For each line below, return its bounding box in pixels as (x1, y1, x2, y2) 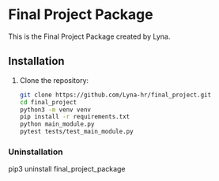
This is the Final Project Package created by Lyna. (8, 32, 171, 41)
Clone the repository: (19, 75, 89, 85)
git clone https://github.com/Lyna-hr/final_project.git (19, 91, 212, 99)
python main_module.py (19, 120, 95, 128)
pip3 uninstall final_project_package (8, 164, 126, 174)
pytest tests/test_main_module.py (19, 128, 134, 136)
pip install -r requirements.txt (19, 113, 130, 121)
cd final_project (19, 98, 77, 106)
